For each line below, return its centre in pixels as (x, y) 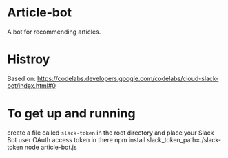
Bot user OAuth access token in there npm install (76, 139)
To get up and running (71, 114)
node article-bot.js (51, 147)
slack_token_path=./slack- (184, 139)
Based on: (21, 78)
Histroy (29, 59)
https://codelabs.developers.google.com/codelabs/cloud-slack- (128, 78)
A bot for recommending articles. (54, 32)
